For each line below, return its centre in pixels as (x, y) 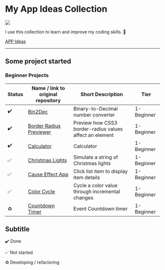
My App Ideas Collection (56, 9)
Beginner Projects (27, 76)
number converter (94, 115)
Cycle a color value (96, 185)
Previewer (40, 132)
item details (87, 177)
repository (48, 100)
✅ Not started (19, 253)
